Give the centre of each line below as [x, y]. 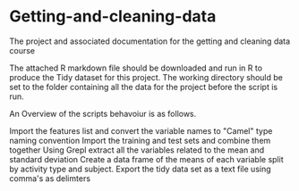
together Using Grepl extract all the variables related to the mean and [137, 150]
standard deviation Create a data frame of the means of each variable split [146, 159]
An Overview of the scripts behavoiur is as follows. [103, 113]
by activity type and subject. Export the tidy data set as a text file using [140, 169]
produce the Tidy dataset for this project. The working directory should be [146, 77]
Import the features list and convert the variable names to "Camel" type [141, 130]
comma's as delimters [50, 178]
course [22, 50]
